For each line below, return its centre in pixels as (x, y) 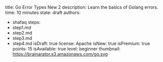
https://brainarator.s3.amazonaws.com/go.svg (60, 54)
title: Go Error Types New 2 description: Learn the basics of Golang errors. (82, 7)
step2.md (22, 33)
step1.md (22, 27)
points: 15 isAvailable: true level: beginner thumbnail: (66, 49)
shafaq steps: (26, 22)
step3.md (22, 38)
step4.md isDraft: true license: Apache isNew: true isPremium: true (81, 43)
